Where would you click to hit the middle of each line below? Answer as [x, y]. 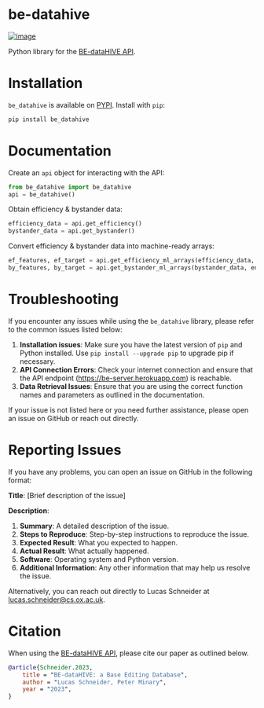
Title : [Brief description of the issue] [67, 495]
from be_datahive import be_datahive [70, 187]
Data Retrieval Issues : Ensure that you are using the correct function [131, 386]
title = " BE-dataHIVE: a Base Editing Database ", [105, 675]
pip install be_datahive [49, 119]
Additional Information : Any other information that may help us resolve [135, 567]
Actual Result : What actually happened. [84, 551]
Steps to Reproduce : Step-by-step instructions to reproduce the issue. [134, 534]
